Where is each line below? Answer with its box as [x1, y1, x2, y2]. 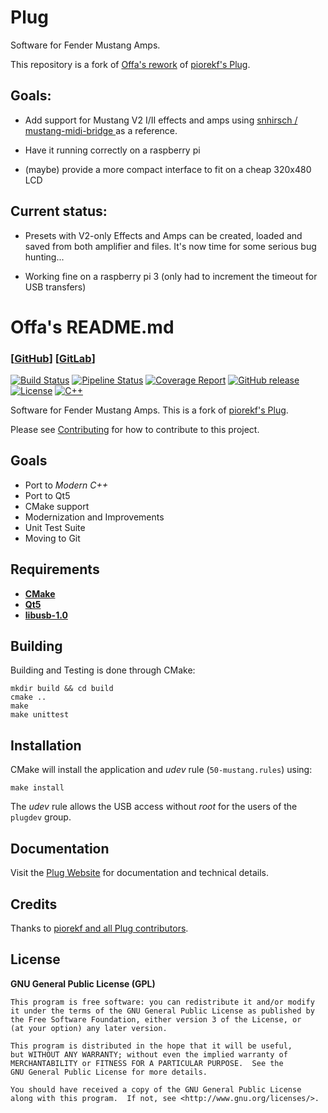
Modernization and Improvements [24, 511, 165, 523]
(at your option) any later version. [10, 1023, 168, 1033]
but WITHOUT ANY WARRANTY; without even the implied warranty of [10, 1049, 288, 1060]
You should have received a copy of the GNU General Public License [10, 1084, 302, 1095]
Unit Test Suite [24, 521, 86, 533]
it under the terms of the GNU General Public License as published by [10, 1006, 315, 1016]
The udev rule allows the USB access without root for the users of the [10, 801, 298, 813]
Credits [10, 896, 58, 913]
